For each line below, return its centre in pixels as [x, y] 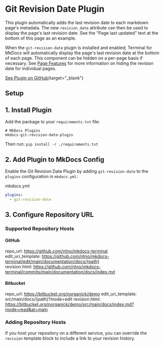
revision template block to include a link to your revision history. [70, 338]
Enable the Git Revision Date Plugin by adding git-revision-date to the [77, 171]
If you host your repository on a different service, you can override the [76, 333]
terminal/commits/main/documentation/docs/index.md [60, 272]
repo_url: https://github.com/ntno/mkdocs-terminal [56, 251]
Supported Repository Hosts [40, 229]
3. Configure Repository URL [49, 215]
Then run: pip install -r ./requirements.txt [52, 144]
